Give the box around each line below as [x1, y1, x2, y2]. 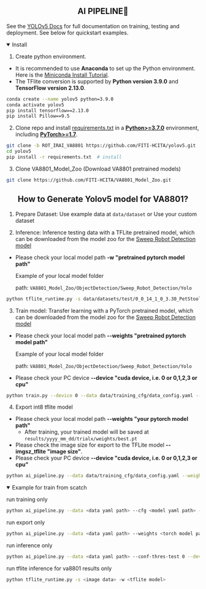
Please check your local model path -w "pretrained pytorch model [15, 253, 185, 261]
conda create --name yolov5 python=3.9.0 [6, 96, 114, 102]
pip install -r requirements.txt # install [6, 154, 122, 160]
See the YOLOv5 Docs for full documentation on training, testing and [6, 22, 180, 29]
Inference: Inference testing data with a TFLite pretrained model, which [15, 228, 195, 236]
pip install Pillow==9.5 [6, 113, 70, 120]
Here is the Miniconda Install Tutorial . [15, 71, 109, 79]
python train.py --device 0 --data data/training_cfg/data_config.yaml [6, 392, 193, 399]
